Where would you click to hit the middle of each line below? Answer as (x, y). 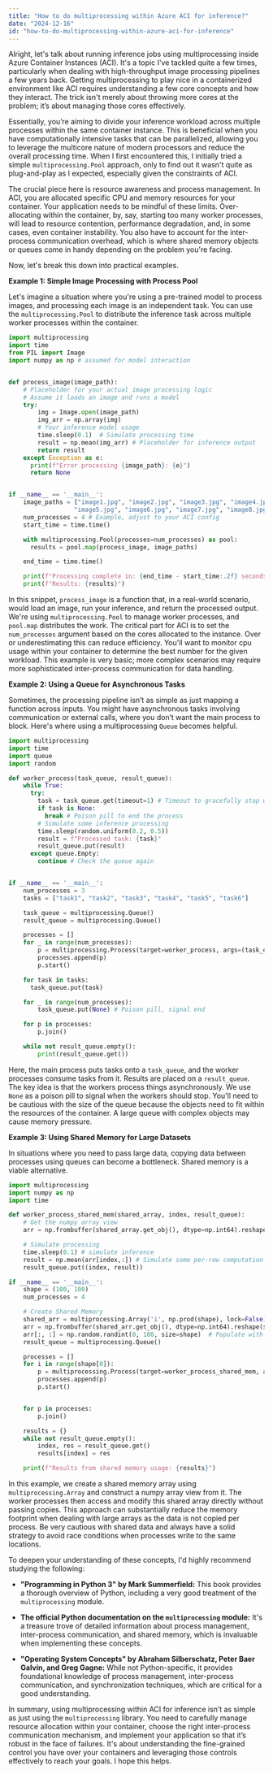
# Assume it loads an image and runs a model (102, 397)
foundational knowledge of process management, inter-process (127, 1676)
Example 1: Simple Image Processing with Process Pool (103, 281)
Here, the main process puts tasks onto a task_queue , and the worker (124, 1069)
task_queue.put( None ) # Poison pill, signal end (121, 1010)
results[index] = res (74, 1454)
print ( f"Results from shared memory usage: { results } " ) (120, 1468)
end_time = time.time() (63, 562)
